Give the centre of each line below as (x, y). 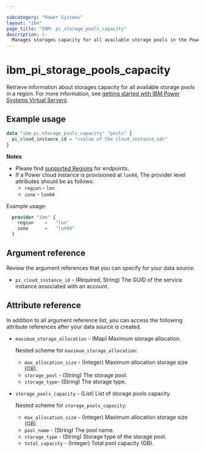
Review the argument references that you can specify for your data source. (101, 268)
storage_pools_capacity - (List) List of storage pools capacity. (93, 393)
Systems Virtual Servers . (38, 100)
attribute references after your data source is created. (74, 327)
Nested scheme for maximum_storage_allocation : (76, 350)
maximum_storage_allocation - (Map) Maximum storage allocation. (98, 338)
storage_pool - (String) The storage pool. (76, 375)
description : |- (27, 34)
